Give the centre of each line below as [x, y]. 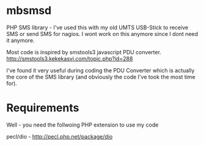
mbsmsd [29, 11]
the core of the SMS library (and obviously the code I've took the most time [101, 77]
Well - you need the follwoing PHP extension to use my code [82, 125]
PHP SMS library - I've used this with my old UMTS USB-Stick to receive [97, 27]
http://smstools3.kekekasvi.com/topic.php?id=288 [70, 58]
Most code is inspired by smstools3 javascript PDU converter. [84, 52]
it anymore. [20, 40]
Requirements [43, 108]
